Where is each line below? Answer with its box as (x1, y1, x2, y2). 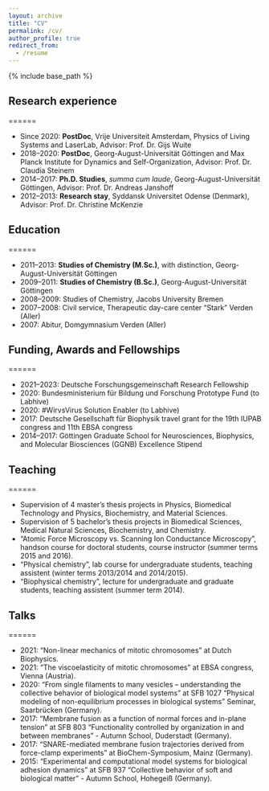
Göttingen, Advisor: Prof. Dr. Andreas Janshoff (19, 182, 174, 192)
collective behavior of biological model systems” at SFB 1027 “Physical (19, 688, 255, 698)
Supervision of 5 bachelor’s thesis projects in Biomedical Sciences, (19, 517, 243, 527)
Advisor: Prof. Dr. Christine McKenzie (19, 199, 143, 209)
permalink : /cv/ (8, 27, 63, 35)
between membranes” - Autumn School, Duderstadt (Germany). (19, 731, 232, 740)
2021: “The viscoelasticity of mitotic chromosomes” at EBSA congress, (19, 662, 255, 672)
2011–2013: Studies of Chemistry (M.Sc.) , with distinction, (19, 260, 214, 269)
